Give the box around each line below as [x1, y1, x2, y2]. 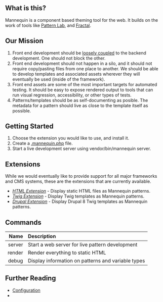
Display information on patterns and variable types [28, 257, 145, 264]
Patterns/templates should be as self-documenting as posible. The [12, 97, 148, 103]
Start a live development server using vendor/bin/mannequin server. [12, 146, 151, 151]
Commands [5, 218, 42, 227]
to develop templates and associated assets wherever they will [12, 71, 140, 77]
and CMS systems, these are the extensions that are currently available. [5, 178, 152, 185]
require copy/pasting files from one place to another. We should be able [12, 65, 159, 71]
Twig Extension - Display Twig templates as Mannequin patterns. [12, 193, 145, 200]
